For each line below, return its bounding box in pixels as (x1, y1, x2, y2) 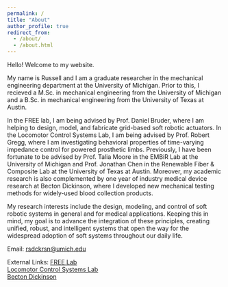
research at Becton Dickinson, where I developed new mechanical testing (7, 182, 214, 190)
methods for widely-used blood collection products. (7, 189, 153, 197)
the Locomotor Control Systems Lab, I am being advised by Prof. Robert (7, 131, 210, 139)
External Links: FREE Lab (7, 258, 77, 266)
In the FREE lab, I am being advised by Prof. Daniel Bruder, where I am (7, 116, 204, 124)
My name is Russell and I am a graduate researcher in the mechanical (7, 74, 203, 82)
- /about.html (13, 42, 53, 49)
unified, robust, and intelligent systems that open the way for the (7, 224, 190, 232)
